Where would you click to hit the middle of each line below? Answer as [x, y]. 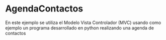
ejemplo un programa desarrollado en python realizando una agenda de [80, 27]
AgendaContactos [44, 9]
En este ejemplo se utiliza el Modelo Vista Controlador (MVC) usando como [83, 22]
